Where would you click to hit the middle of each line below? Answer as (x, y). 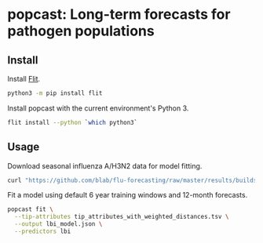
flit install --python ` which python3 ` (73, 122)
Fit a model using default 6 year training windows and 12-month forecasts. (128, 195)
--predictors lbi (43, 232)
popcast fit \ (31, 209)
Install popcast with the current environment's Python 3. (98, 108)
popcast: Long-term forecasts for (119, 15)
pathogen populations (81, 31)
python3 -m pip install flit (55, 93)
